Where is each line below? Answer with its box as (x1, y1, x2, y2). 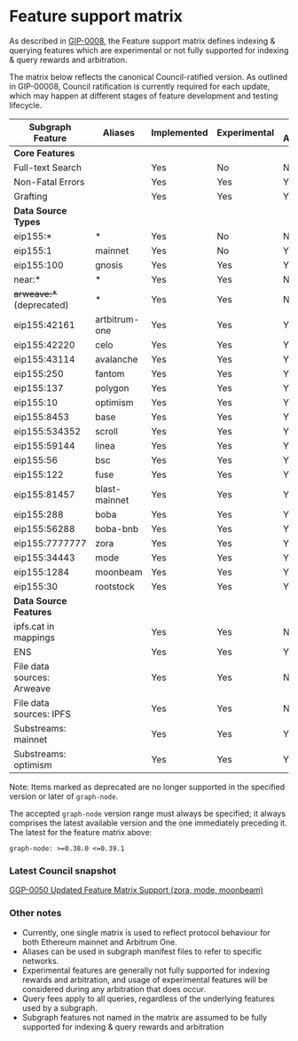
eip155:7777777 (13, 536, 87, 549)
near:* (13, 273, 42, 286)
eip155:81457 (13, 488, 75, 500)
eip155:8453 (13, 411, 69, 423)
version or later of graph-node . (9, 791, 119, 802)
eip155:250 (13, 367, 64, 380)
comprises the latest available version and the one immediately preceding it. (9, 818, 287, 828)
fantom (95, 367, 125, 380)
